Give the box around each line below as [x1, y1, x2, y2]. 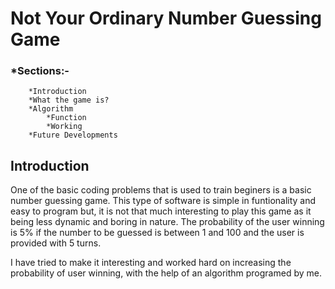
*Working [46, 122, 83, 132]
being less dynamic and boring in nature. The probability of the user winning [10, 216, 325, 228]
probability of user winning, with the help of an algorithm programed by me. [10, 267, 322, 279]
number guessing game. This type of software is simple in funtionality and [10, 195, 317, 207]
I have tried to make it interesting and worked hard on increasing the [10, 257, 292, 269]
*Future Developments [28, 130, 118, 141]
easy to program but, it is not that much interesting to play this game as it [10, 205, 312, 217]
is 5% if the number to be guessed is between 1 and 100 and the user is [10, 227, 305, 239]
